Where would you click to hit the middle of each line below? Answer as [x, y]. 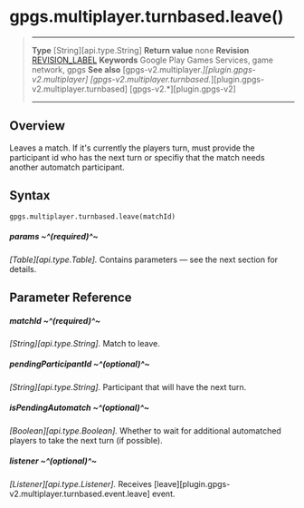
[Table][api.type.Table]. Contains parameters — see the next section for [144, 259]
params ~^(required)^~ [54, 237]
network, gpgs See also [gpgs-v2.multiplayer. [117, 69]
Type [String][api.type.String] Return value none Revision [140, 50]
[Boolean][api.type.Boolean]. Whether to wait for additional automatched [146, 430]
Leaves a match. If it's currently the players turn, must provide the [132, 148]
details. [23, 269]
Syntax [30, 195]
